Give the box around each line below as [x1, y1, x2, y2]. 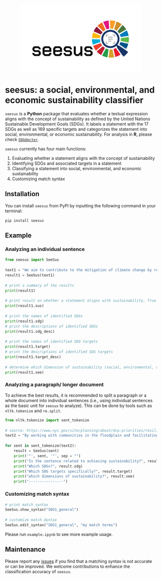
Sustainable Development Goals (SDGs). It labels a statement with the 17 [5, 121, 148, 127]
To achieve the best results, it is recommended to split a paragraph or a [5, 392, 147, 398]
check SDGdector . [5, 136, 40, 142]
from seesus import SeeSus [5, 257, 59, 263]
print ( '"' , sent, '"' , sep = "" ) [13, 454, 81, 458]
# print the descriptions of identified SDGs [5, 324, 98, 329]
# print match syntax [5, 502, 49, 507]
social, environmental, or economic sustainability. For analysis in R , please [5, 131, 152, 137]
